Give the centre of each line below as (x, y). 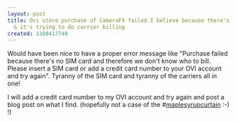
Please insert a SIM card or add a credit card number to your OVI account (114, 68)
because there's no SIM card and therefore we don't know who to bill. (109, 61)
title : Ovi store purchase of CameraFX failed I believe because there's (119, 20)
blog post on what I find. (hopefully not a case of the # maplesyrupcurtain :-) (119, 105)
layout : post (27, 14)
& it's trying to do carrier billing (69, 27)
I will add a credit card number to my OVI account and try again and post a (116, 97)
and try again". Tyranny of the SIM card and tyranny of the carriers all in (112, 76)
